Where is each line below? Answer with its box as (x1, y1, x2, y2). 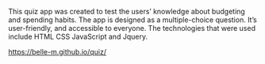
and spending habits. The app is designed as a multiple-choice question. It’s (8, 15, 258, 24)
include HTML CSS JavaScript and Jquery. (8, 32, 148, 41)
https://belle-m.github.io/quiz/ (8, 47, 107, 56)
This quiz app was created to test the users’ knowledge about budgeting (8, 7, 246, 16)
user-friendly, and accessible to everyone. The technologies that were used (8, 24, 256, 32)
